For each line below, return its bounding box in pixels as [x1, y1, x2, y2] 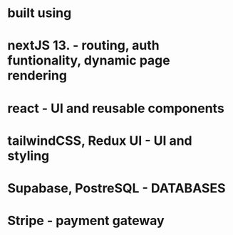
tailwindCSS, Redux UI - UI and [7, 133, 192, 148]
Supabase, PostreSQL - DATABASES [7, 180, 226, 196]
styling [7, 148, 50, 164]
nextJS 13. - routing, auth [7, 38, 160, 54]
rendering [7, 67, 68, 84]
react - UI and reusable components [7, 100, 224, 116]
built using [7, 5, 72, 21]
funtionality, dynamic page [7, 53, 170, 69]
